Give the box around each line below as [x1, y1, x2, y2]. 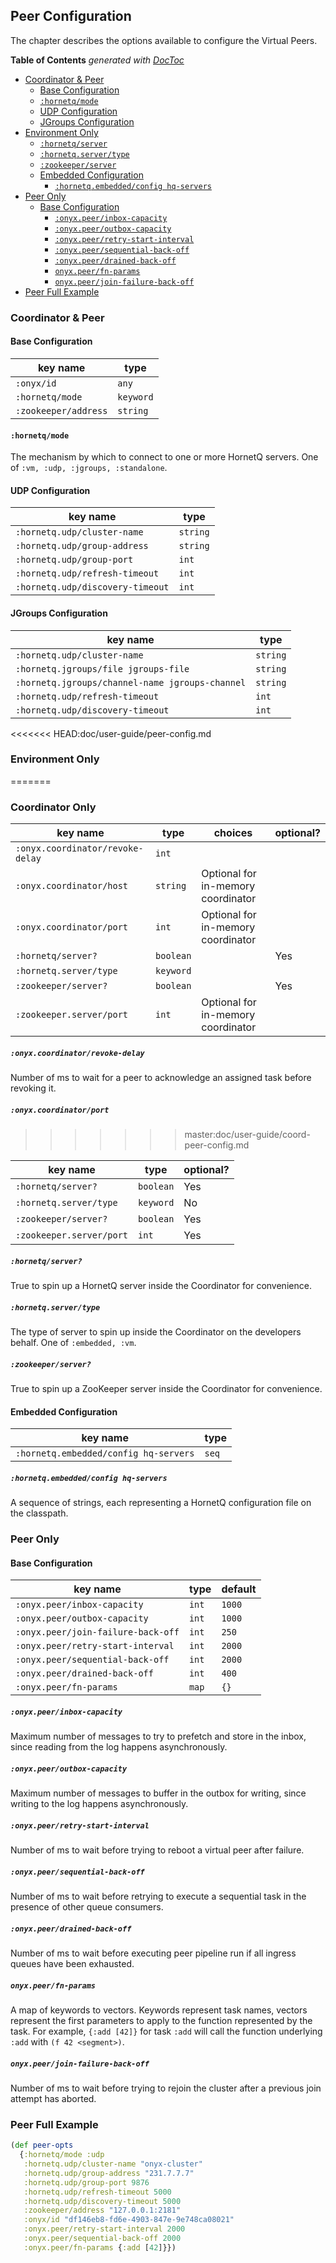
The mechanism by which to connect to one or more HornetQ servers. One [10, 451, 319, 463]
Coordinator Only [10, 800, 97, 814]
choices [213, 826, 253, 840]
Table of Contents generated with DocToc [10, 54, 185, 66]
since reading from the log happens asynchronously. [10, 1741, 228, 1753]
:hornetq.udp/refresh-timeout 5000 [23, 2187, 172, 2197]
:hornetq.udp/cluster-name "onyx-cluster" [23, 2159, 203, 2169]
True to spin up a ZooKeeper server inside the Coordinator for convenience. [10, 1382, 323, 1394]
